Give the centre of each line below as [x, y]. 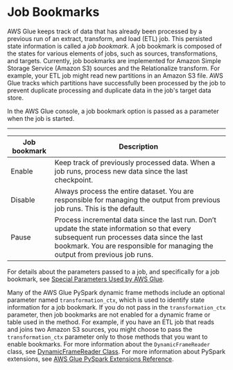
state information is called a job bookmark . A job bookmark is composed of [114, 46]
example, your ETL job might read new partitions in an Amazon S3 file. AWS [115, 75]
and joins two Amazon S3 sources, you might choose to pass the [100, 329]
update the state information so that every [123, 228]
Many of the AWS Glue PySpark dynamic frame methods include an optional [116, 292]
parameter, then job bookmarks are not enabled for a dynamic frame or [109, 314]
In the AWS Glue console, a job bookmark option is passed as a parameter [113, 111]
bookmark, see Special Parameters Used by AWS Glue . [86, 279]
